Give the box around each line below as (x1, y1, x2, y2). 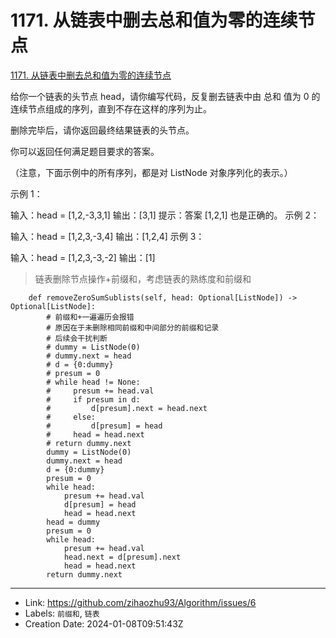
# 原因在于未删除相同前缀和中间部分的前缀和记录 (46, 322, 220, 333)
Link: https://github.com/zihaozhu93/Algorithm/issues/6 (24, 596, 257, 608)
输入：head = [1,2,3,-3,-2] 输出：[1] (10, 251, 156, 263)
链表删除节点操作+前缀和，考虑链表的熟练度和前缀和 (34, 272, 252, 285)
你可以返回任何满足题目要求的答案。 (10, 145, 160, 157)
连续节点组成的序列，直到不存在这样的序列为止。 (10, 102, 212, 115)
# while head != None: (46, 377, 141, 387)
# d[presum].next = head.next (46, 403, 208, 413)
